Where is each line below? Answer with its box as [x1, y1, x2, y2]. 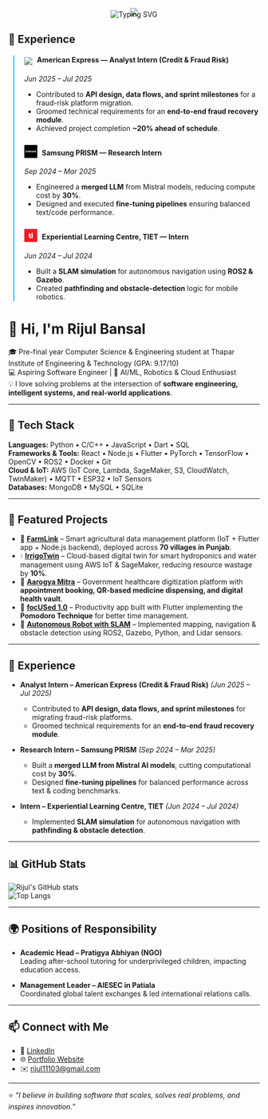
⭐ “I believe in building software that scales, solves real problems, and [8, 1090, 241, 1100]
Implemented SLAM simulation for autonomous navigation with [31, 817, 241, 827]
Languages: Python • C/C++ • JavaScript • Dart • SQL [8, 440, 190, 450]
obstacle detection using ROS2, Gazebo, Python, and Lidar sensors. [19, 628, 243, 637]
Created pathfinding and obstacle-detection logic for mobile [35, 283, 238, 293]
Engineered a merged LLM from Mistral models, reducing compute [35, 182, 255, 192]
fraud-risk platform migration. [35, 98, 134, 107]
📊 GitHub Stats [8, 857, 86, 871]
